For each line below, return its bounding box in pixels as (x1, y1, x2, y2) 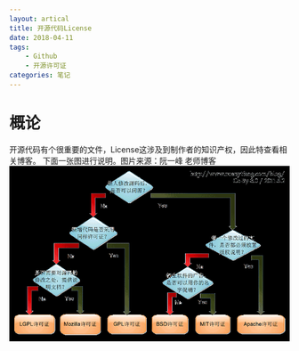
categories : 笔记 (9, 71, 71, 80)
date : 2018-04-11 (9, 33, 74, 42)
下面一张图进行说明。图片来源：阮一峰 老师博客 (42, 155, 216, 166)
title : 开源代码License (9, 23, 92, 33)
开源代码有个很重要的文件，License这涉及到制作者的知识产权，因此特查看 (9, 143, 280, 155)
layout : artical (9, 14, 69, 23)
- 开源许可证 (25, 61, 67, 70)
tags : (9, 43, 29, 52)
